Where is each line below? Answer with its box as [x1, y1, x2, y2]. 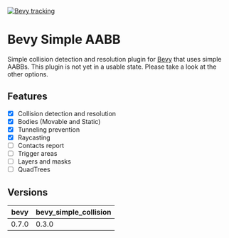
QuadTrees [17, 165, 51, 174]
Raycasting [17, 133, 51, 142]
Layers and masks [17, 157, 71, 166]
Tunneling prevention [17, 125, 80, 134]
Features [7, 91, 48, 103]
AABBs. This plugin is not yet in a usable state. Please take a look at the [7, 62, 217, 71]
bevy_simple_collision [35, 208, 112, 217]
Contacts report [17, 142, 65, 149]
